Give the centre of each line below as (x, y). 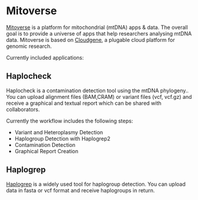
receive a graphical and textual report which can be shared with (84, 103)
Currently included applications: (45, 57)
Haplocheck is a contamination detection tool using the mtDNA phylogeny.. (98, 91)
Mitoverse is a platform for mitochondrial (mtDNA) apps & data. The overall (97, 27)
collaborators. (23, 109)
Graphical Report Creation (46, 151)
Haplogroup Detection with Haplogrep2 (62, 138)
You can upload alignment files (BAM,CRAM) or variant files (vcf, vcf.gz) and (99, 96)
